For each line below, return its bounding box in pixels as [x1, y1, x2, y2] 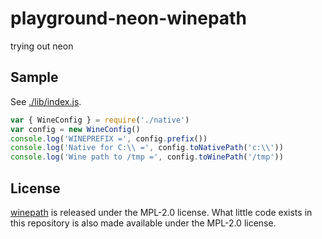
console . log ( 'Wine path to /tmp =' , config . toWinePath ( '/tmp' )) [10, 152, 284, 162]
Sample [10, 69, 59, 86]
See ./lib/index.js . [10, 95, 82, 107]
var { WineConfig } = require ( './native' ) [10, 115, 190, 125]
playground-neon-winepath [10, 7, 247, 30]
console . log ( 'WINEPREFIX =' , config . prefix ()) [10, 133, 208, 144]
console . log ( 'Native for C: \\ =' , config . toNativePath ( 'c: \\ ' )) [10, 143, 284, 153]
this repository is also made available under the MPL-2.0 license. [10, 217, 277, 229]
